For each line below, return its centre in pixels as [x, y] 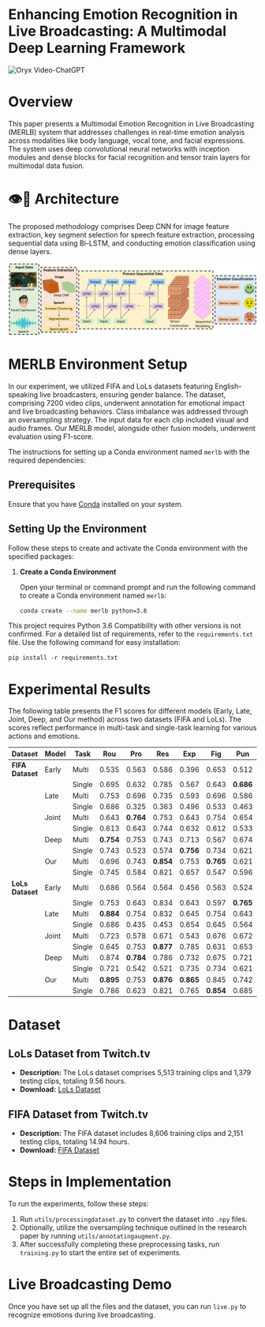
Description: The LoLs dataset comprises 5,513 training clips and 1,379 [135, 1073]
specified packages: [41, 556]
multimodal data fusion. [47, 165]
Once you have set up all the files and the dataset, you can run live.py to [127, 1306]
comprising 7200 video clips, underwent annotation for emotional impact [127, 403]
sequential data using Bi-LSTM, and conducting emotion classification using [132, 243]
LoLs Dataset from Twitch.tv [79, 1053]
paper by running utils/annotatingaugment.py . [95, 1236]
